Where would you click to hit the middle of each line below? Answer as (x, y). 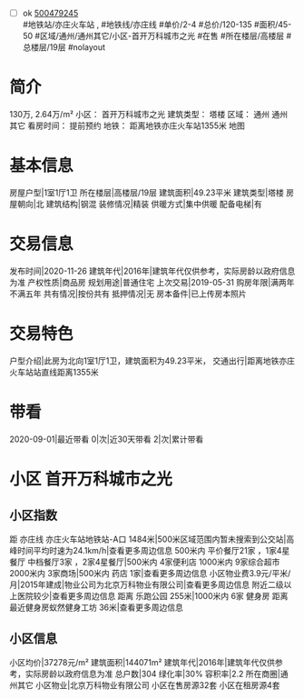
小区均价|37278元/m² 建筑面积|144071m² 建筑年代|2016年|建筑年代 (134, 662)
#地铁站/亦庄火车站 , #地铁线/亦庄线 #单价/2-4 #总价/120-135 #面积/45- (157, 25)
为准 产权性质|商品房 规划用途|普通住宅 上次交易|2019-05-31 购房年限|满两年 (152, 282)
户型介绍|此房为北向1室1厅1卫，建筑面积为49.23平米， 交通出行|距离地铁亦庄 (152, 360)
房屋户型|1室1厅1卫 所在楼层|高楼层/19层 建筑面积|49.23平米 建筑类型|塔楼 (147, 192)
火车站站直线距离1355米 (54, 372)
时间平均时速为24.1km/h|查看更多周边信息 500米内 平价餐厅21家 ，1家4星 (153, 550)
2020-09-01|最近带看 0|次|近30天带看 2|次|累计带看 (107, 439)
